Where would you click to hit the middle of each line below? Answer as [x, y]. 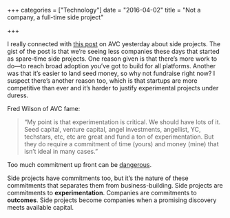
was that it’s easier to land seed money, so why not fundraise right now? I [111, 73]
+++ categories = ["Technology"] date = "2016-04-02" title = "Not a [104, 10]
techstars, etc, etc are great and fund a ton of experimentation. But [119, 137]
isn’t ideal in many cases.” [61, 151]
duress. [18, 95]
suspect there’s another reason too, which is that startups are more [102, 81]
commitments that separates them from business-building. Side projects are [115, 185]
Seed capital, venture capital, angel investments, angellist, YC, [112, 129]
